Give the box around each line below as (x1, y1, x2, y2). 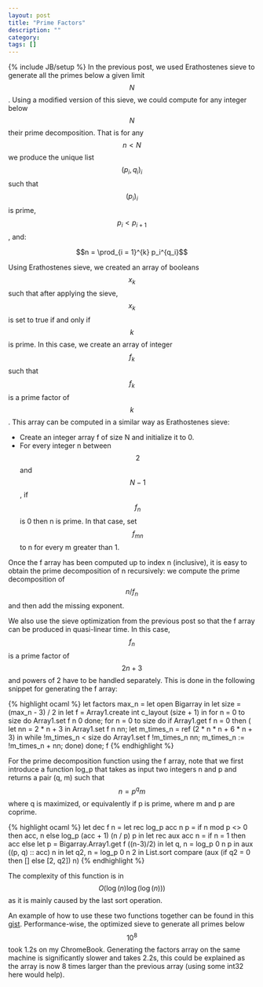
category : (8, 33, 41, 42)
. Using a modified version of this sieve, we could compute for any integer (8, 95, 247, 105)
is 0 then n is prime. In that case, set (19, 516, 137, 526)
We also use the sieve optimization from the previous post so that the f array (8, 616, 255, 626)
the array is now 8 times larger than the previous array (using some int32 (8, 962, 244, 971)
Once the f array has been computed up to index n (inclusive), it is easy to (8, 558, 247, 567)
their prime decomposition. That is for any (8, 128, 144, 138)
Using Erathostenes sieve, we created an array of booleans (8, 262, 199, 272)
